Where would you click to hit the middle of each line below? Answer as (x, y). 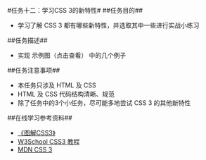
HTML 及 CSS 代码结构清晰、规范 (66, 94)
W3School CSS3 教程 (49, 142)
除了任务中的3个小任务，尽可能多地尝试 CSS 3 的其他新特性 (104, 103)
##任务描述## (27, 40)
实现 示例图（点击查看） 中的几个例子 (72, 55)
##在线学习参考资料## (40, 118)
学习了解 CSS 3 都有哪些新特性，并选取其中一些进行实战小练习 (108, 25)
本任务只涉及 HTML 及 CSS (57, 85)
